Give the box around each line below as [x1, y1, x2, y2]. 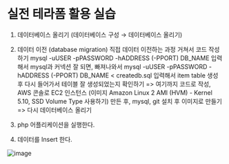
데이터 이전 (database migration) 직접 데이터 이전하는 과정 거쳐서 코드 [17, 45, 208, 53]
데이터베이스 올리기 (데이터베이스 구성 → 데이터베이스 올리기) [17, 30, 183, 39]
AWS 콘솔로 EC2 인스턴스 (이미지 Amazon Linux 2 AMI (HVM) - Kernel [17, 88, 212, 97]
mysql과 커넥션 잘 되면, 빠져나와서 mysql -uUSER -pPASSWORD [30, 62, 208, 71]
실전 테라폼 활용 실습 [7, 6, 116, 22]
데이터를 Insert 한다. [17, 135, 72, 143]
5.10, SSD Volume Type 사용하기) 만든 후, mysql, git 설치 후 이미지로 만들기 [17, 97, 223, 105]
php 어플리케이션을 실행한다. [17, 120, 95, 129]
